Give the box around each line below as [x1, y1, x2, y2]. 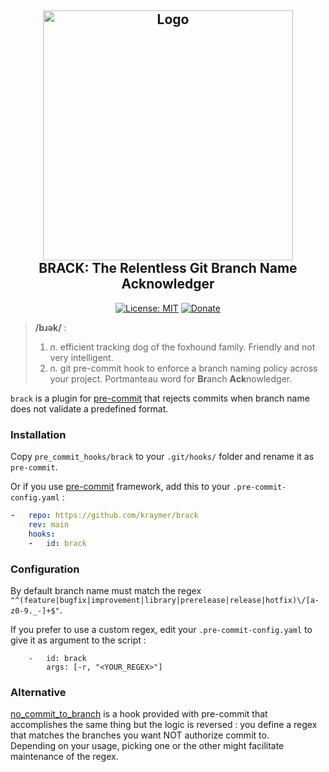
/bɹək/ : [34, 321, 67, 333]
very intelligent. [49, 351, 114, 363]
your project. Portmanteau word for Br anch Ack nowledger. [49, 372, 293, 385]
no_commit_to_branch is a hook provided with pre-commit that [10, 708, 268, 720]
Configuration [10, 562, 80, 576]
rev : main [28, 519, 70, 530]
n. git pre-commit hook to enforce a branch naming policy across [49, 362, 318, 374]
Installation [10, 427, 67, 441]
